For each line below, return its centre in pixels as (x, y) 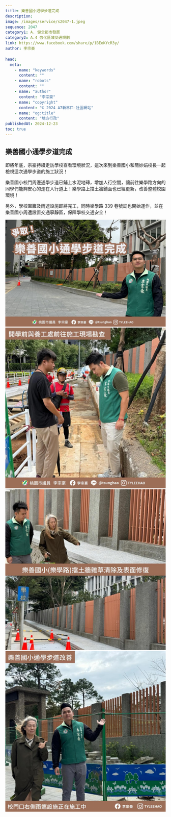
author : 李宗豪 (20, 48)
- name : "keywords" (35, 70)
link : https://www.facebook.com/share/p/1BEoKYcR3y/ (62, 43)
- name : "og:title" (35, 113)
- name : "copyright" (36, 102)
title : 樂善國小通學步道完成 (32, 11)
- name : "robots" (33, 81)
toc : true (16, 129)
